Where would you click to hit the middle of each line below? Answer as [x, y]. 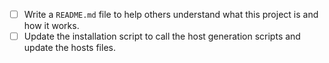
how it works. [51, 26]
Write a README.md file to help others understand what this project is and [171, 14]
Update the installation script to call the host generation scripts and [162, 36]
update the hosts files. [69, 48]
